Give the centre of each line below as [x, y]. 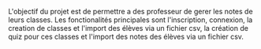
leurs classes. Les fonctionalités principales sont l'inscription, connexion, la [130, 20]
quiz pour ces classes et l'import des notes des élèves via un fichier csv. [126, 36]
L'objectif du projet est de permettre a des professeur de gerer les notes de [131, 11]
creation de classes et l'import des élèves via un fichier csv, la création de [128, 28]
